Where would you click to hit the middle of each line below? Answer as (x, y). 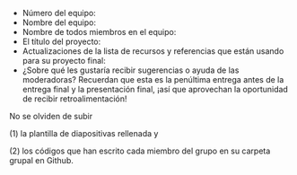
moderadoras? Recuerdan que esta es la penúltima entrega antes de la (153, 79)
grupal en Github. (41, 160)
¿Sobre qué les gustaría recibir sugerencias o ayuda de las (131, 70)
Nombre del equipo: (59, 22)
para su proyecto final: (64, 61)
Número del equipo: (59, 13)
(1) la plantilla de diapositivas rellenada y (84, 133)
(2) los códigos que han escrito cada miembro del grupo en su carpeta (140, 151)
